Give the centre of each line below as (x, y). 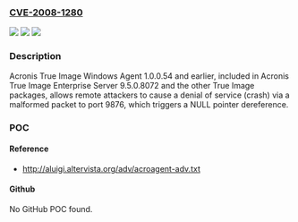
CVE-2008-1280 (46, 13)
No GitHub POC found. (51, 209)
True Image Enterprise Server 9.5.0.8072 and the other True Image (132, 85)
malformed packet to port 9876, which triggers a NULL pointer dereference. (149, 104)
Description (35, 56)
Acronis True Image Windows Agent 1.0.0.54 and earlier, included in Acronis (149, 76)
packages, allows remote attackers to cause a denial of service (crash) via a (149, 95)
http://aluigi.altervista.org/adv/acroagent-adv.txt (111, 168)
